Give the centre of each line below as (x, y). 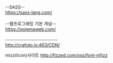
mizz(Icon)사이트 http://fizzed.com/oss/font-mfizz (56, 55)
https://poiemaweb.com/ (30, 29)
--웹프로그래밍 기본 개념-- (31, 24)
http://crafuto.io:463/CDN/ (32, 45)
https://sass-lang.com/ (29, 12)
